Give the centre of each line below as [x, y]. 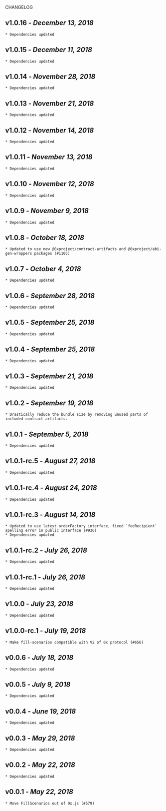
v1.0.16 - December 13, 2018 [49, 23]
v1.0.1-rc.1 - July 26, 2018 [45, 577]
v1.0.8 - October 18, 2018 [45, 237]
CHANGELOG [19, 7]
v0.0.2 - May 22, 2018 [40, 765]
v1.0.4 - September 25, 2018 [50, 349]
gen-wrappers [19, 254]
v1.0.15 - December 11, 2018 [49, 50]
